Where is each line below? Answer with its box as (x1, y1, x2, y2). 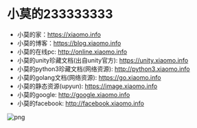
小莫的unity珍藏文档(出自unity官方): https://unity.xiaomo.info (16, 56, 189, 64)
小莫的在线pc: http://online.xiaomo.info (16, 47, 128, 56)
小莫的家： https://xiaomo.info (16, 30, 102, 39)
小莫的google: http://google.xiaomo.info (16, 90, 130, 98)
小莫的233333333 (7, 6, 113, 22)
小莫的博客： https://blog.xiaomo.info (16, 39, 121, 47)
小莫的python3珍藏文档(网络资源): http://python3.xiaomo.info (16, 65, 190, 73)
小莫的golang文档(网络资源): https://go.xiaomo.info (16, 73, 161, 81)
